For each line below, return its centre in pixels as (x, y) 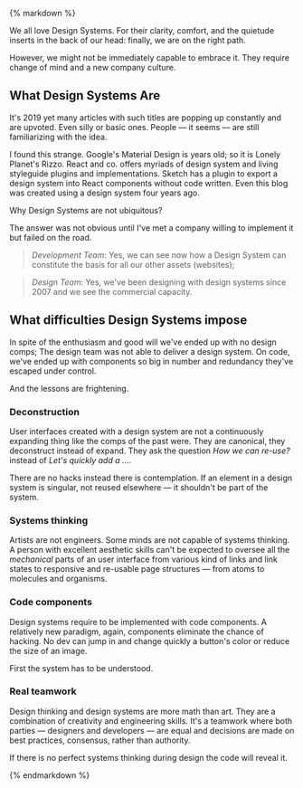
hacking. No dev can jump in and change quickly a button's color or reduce (150, 641)
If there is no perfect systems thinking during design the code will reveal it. (148, 757)
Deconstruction (44, 412)
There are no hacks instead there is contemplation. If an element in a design (151, 478)
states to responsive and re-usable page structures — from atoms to (137, 569)
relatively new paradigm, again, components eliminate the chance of (137, 631)
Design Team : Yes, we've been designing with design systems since (159, 282)
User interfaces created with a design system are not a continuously (137, 431)
